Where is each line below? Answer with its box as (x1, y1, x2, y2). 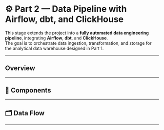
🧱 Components (5, 86, 51, 94)
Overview (5, 64, 36, 73)
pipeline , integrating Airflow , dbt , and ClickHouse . (5, 35, 108, 41)
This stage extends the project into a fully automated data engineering (5, 30, 149, 36)
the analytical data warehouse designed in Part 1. (5, 45, 104, 51)
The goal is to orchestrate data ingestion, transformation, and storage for (5, 40, 152, 46)
